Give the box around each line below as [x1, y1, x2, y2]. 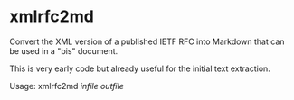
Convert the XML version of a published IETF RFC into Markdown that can [9, 36, 285, 47]
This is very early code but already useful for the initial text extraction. [9, 63, 271, 74]
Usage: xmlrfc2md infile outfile [9, 80, 124, 91]
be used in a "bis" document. [9, 45, 119, 56]
